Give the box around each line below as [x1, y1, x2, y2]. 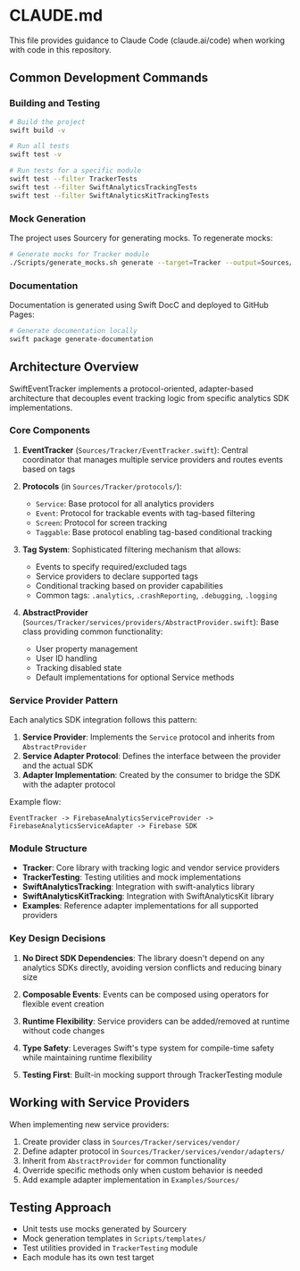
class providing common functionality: [21, 626, 163, 637]
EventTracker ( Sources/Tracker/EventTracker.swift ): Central [21, 444, 248, 456]
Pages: [9, 309, 35, 320]
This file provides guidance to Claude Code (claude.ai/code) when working [9, 35, 286, 46]
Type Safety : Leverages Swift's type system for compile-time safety [21, 1042, 275, 1053]
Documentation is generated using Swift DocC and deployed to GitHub [9, 299, 270, 310]
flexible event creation [21, 998, 104, 1009]
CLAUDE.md [9, 5, 104, 26]
